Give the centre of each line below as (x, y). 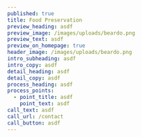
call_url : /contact (35, 116)
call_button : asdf (34, 123)
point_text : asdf (45, 104)
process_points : (31, 91)
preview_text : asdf (35, 39)
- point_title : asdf (43, 98)
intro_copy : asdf (32, 65)
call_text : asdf (31, 110)
